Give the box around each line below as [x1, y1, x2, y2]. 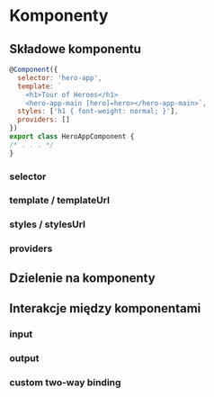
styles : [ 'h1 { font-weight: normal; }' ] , [17, 107, 179, 116]
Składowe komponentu [9, 41, 141, 57]
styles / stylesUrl [9, 218, 85, 230]
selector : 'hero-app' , [17, 73, 103, 82]
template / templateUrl [9, 194, 111, 207]
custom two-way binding [9, 375, 121, 388]
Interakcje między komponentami [9, 301, 201, 316]
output [9, 352, 40, 365]
